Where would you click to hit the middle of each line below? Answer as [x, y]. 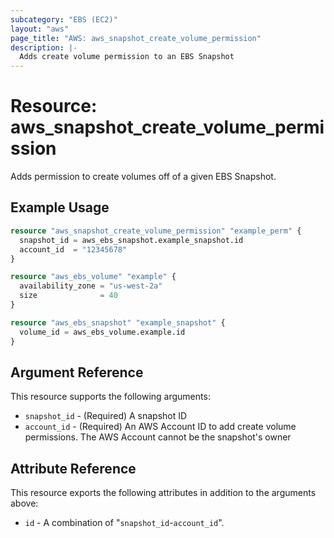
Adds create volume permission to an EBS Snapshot [127, 57]
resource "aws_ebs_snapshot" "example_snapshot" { [118, 322]
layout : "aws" [40, 29]
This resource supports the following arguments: [110, 397]
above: [24, 503]
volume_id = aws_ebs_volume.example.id [102, 332]
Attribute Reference [73, 468]
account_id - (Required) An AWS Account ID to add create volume [160, 427]
